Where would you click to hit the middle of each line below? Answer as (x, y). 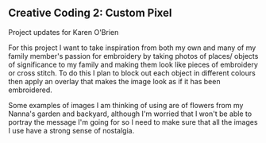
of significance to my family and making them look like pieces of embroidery (133, 64)
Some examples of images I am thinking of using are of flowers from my (126, 105)
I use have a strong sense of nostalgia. (71, 130)
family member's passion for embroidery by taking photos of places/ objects (133, 56)
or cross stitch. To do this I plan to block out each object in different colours (132, 73)
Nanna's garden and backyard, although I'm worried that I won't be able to (130, 114)
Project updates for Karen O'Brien (64, 32)
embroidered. (31, 90)
